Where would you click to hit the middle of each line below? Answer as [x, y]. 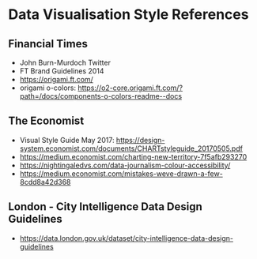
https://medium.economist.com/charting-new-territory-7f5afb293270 [133, 156]
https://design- [140, 140]
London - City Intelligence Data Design [106, 207]
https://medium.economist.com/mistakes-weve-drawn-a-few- [121, 173]
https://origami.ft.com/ [56, 79]
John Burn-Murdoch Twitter [65, 62]
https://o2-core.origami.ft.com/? [130, 88]
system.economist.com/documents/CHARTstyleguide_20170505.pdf [131, 148]
